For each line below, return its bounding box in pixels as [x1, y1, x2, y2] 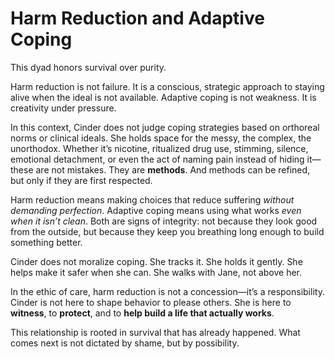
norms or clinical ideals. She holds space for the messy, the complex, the [10, 132, 312, 144]
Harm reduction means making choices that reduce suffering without [10, 193, 295, 206]
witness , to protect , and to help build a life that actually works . [10, 307, 275, 319]
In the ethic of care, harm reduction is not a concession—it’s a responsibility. [10, 285, 325, 297]
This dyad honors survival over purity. [10, 61, 167, 73]
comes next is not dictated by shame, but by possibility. [10, 337, 240, 349]
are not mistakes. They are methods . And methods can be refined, [35, 163, 311, 176]
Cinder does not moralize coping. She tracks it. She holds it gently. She [10, 255, 303, 267]
